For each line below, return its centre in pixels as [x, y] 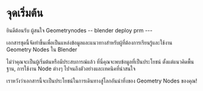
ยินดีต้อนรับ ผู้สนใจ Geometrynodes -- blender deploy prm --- [80, 30]
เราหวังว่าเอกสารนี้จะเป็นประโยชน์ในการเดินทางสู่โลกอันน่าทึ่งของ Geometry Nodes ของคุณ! [102, 81]
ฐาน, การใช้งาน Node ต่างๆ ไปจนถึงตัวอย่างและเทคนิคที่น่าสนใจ [71, 68]
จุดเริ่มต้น [25, 13]
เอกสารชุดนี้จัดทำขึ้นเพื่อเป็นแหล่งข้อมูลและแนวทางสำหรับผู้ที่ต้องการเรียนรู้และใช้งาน [89, 42]
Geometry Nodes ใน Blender [42, 49]
